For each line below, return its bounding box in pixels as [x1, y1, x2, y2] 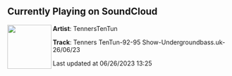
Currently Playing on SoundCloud [7, 6, 158, 18]
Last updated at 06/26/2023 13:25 [52, 59, 152, 68]
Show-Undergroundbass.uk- [142, 38, 226, 46]
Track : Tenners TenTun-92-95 [52, 38, 141, 46]
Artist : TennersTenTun [52, 24, 118, 32]
